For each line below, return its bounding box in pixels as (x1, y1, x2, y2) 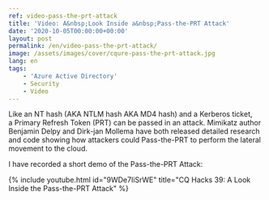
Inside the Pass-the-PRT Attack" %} (8, 184, 130, 194)
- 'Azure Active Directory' (23, 72, 117, 80)
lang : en (8, 57, 38, 66)
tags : (8, 65, 27, 73)
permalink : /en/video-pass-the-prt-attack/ (8, 42, 158, 50)
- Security (23, 79, 60, 87)
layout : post (8, 34, 53, 43)
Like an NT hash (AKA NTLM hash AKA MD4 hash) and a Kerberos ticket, (8, 109, 253, 119)
